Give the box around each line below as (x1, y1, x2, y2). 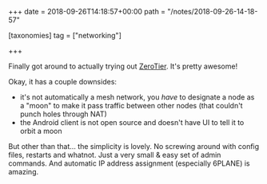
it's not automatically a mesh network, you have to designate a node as (19, 92, 255, 102)
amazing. (8, 167, 38, 176)
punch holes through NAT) (19, 109, 108, 119)
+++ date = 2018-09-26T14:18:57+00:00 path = (8, 7, 166, 16)
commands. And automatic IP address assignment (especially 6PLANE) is (8, 159, 250, 168)
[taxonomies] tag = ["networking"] (8, 31, 122, 40)
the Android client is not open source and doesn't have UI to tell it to (19, 118, 245, 127)
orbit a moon (19, 127, 62, 135)
